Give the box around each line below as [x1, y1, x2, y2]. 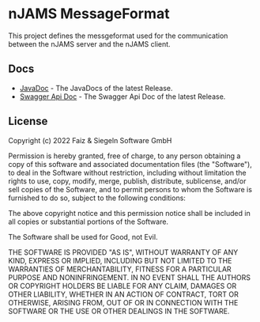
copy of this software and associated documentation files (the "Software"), [8, 159, 253, 169]
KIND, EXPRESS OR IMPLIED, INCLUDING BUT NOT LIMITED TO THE [8, 256, 232, 265]
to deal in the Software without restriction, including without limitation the [8, 168, 247, 177]
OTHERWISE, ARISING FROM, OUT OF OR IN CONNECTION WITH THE [8, 297, 239, 307]
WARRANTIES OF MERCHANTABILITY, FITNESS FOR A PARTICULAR [8, 264, 232, 274]
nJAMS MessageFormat [8, 5, 170, 23]
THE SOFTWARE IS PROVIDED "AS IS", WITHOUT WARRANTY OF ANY [8, 247, 239, 257]
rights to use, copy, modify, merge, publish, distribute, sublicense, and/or [8, 176, 247, 186]
